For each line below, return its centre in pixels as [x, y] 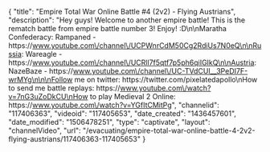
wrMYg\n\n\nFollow [41, 80]
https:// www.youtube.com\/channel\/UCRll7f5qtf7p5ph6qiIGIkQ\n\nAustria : [133, 62]
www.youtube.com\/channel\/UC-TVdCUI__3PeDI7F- [160, 71]
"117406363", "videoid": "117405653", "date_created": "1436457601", [123, 114]
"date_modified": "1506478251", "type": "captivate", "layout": [109, 122]
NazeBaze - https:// [41, 71]
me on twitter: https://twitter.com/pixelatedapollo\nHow [166, 80]
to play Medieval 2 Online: [133, 96]
